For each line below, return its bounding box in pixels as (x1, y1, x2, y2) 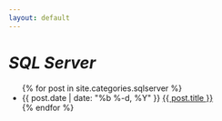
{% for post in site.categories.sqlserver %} (21, 83, 183, 94)
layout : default (8, 13, 70, 23)
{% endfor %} (21, 102, 75, 113)
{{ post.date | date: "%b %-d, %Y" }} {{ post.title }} (21, 92, 214, 103)
